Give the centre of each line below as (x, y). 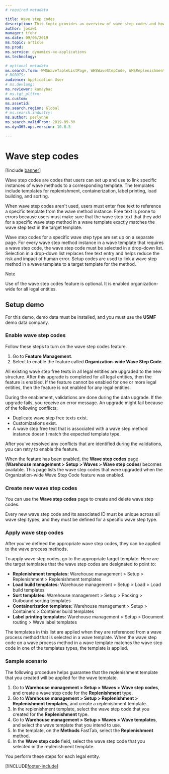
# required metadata (27, 10)
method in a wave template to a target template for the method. (71, 264)
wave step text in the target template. (44, 227)
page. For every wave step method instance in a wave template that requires (84, 243)
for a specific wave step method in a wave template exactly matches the (80, 222)
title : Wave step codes (30, 19)
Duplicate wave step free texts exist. (50, 418)
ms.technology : (21, 57)
